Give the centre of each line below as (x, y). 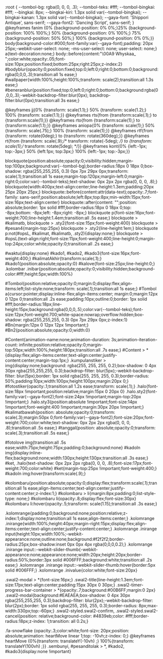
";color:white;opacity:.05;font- (35, 59)
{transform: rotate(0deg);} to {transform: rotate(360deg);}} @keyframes (77, 136)
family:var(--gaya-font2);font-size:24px (45, 397)
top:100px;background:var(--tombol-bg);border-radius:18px (65, 166)
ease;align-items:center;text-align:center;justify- (77, 488)
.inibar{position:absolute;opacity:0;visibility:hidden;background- (91, 269)
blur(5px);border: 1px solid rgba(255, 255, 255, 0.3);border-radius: (83, 376)
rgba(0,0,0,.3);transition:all (32, 74)
